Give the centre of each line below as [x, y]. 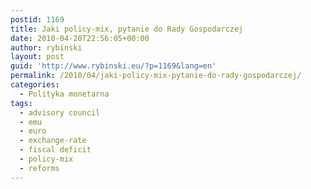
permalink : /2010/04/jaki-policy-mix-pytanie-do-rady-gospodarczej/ [156, 76]
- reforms [39, 168]
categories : [35, 85]
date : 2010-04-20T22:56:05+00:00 [80, 38]
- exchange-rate [53, 141]
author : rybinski [46, 47]
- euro [33, 131]
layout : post [37, 57]
